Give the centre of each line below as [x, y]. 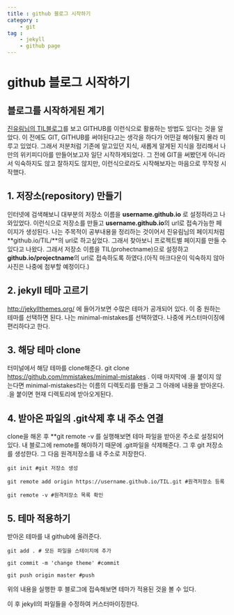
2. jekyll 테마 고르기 [48, 291]
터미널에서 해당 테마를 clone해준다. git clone [69, 368]
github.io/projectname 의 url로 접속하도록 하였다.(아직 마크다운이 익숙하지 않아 [116, 258]
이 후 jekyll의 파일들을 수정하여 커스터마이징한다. [73, 604]
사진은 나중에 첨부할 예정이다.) [48, 266]
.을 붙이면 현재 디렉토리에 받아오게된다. [60, 394]
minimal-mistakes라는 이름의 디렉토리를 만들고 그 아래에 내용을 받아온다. [125, 386]
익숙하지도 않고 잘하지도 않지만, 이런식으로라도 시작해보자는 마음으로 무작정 [117, 163]
